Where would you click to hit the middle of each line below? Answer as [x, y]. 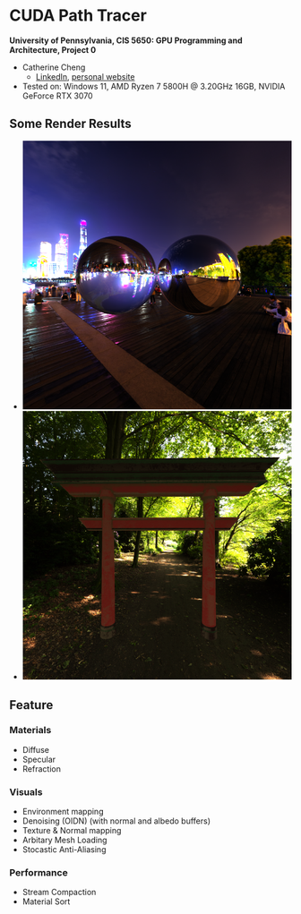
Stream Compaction [59, 893]
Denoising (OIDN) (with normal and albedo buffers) [116, 821]
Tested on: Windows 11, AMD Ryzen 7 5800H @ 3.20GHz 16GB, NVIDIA [154, 86]
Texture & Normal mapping [72, 831]
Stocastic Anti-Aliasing [64, 850]
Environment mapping [63, 812]
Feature [31, 705]
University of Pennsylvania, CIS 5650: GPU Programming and [126, 40]
